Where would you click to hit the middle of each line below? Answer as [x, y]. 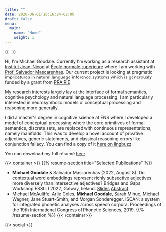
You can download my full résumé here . [46, 153]
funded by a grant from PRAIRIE [38, 82]
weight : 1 [24, 38]
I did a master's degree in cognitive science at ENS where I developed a [79, 117]
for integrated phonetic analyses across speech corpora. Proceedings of [87, 204]
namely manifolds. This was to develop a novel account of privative [74, 133]
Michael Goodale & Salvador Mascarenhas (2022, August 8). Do [79, 172]
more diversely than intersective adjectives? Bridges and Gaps [76, 183]
